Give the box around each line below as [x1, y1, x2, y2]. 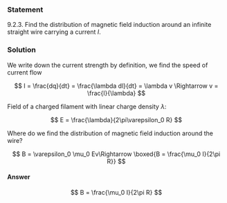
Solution [7, 45, 37, 55]
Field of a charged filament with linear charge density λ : [7, 102, 167, 110]
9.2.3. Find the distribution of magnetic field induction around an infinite [7, 21, 212, 29]
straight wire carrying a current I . [7, 28, 102, 36]
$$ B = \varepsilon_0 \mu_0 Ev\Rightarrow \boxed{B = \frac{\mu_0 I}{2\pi [12, 150, 221, 158]
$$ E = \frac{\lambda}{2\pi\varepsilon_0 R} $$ [51, 115, 182, 124]
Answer [7, 173, 30, 181]
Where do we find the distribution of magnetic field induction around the [7, 129, 213, 137]
